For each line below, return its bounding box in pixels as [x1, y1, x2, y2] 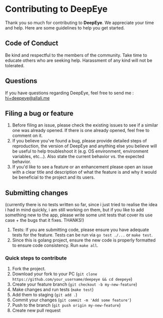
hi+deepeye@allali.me [5, 95, 50, 101]
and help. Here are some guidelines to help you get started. [5, 25, 125, 30]
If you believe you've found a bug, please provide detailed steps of [12, 138, 147, 144]
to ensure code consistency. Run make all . [12, 242, 99, 248]
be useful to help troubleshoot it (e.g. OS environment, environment [12, 148, 148, 154]
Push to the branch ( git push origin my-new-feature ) [12, 302, 121, 308]
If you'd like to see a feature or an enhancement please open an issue [12, 164, 153, 170]
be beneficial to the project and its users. [12, 174, 95, 180]
